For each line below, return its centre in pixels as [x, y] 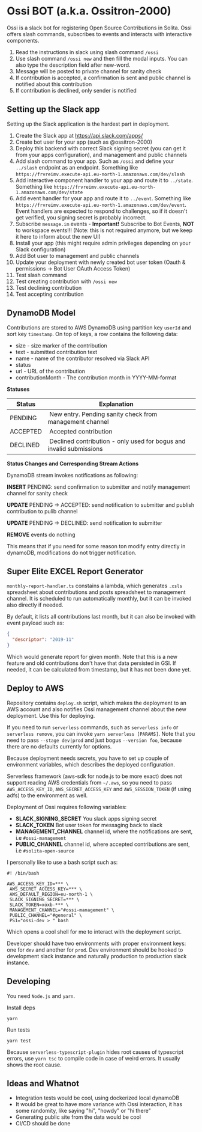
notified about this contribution [54, 84]
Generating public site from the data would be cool [78, 1117]
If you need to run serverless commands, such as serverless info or [93, 727]
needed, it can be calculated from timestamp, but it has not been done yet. [99, 669]
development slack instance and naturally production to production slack [97, 956]
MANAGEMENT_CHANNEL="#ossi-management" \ [62, 910]
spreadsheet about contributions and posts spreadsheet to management [96, 592]
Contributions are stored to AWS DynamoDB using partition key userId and [99, 327]
